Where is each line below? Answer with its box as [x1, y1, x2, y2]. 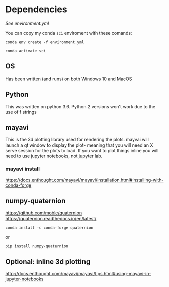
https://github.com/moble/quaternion [5, 210, 82, 216]
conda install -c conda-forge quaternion [5, 225, 94, 230]
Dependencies [5, 4, 67, 15]
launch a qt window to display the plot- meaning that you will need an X [5, 142, 153, 148]
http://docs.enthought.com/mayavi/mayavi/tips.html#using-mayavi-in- [5, 271, 151, 277]
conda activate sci [5, 48, 46, 53]
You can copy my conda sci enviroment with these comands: [5, 30, 132, 36]
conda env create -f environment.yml [5, 39, 84, 45]
